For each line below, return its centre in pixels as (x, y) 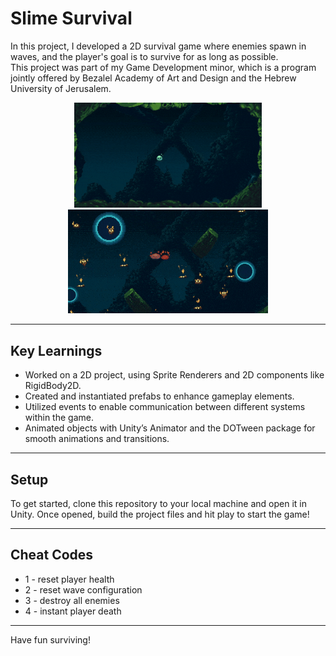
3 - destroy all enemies (72, 600)
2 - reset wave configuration (83, 589)
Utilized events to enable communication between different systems (165, 407)
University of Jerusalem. (61, 88)
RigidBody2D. (53, 386)
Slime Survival (71, 18)
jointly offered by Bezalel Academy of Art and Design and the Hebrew (153, 78)
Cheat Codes (52, 555)
